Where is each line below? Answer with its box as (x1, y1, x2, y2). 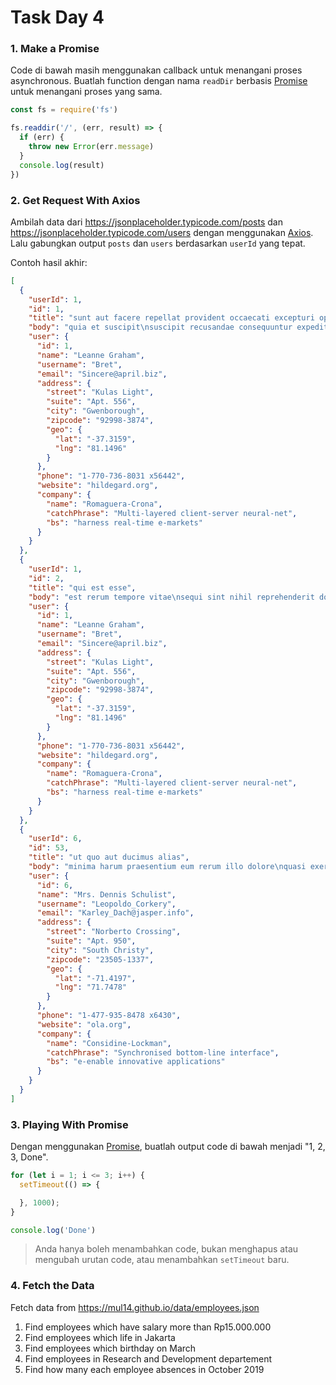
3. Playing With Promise (10, 1117, 129, 1131)
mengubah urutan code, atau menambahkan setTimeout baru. (34, 1254, 290, 1266)
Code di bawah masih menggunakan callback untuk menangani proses (10, 64, 303, 76)
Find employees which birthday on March (24, 1342, 197, 1354)
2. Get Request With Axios (10, 193, 141, 207)
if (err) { (19, 132, 65, 143)
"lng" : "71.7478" (54, 982, 128, 993)
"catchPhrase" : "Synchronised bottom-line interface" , (46, 1047, 280, 1058)
